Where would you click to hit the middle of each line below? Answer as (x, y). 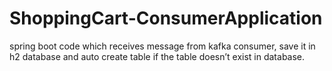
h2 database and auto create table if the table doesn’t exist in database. (157, 56)
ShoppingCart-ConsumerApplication (166, 18)
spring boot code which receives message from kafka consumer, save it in (162, 46)
